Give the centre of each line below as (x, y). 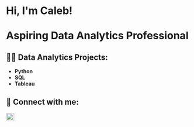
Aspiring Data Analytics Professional (97, 36)
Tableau (25, 84)
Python (24, 71)
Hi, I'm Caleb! (39, 11)
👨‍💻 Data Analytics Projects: (57, 57)
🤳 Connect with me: (42, 102)
